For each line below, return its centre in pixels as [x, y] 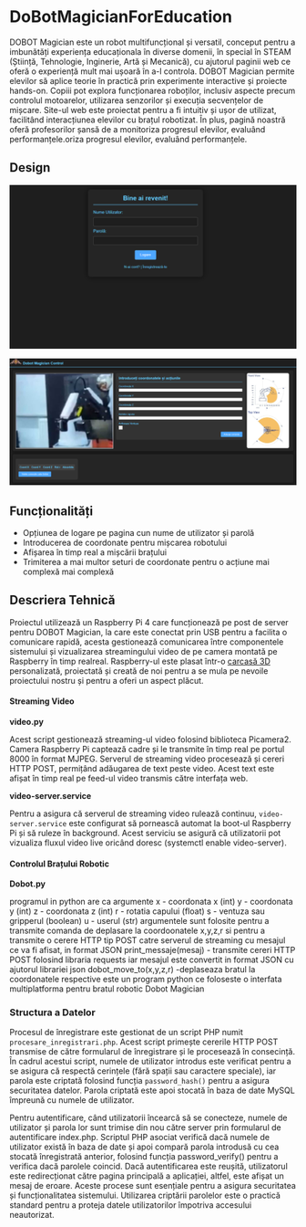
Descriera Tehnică [62, 600]
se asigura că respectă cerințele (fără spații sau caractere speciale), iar [143, 1071]
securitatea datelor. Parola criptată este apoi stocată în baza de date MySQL [153, 1091]
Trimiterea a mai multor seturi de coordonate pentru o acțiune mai [146, 561]
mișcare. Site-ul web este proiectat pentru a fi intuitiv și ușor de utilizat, [143, 110]
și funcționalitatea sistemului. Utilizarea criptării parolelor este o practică [145, 1196]
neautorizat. [32, 1215]
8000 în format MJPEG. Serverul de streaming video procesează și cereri [147, 759]
